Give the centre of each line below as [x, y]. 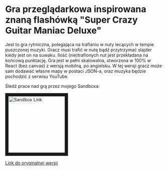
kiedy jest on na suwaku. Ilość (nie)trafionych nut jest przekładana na [77, 55]
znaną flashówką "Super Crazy [71, 20]
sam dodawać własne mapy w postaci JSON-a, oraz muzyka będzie [76, 71]
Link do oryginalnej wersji [32, 163]
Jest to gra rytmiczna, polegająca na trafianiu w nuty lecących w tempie [80, 44]
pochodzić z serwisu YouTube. [37, 76]
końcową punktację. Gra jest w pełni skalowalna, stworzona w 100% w [78, 60]
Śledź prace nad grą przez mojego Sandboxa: [52, 86]
